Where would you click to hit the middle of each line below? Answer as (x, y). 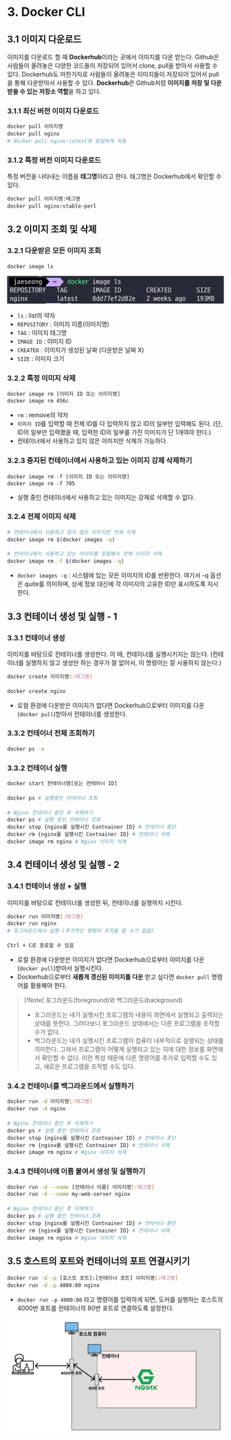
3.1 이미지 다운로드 (44, 39)
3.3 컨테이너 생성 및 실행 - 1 (62, 617)
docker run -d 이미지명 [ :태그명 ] (50, 1102)
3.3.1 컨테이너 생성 (36, 638)
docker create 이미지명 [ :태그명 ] (50, 676)
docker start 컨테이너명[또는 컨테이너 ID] (63, 784)
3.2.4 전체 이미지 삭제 (42, 516)
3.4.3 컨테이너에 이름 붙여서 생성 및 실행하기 (76, 1171)
